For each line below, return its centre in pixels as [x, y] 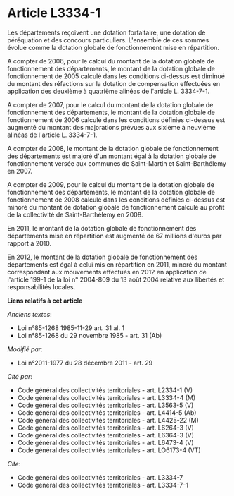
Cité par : [20, 376]
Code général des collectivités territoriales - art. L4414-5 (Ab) [107, 412]
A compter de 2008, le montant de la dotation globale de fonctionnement [113, 148]
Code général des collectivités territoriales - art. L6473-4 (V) [106, 442]
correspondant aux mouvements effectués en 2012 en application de [107, 272]
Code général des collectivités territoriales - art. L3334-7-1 [103, 485]
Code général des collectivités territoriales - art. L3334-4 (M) [106, 397]
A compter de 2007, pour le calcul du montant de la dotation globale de [110, 104]
